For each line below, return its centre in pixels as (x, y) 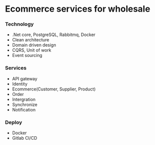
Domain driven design (34, 45)
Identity (20, 84)
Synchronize (25, 104)
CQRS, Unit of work (32, 50)
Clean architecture (31, 40)
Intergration (24, 99)
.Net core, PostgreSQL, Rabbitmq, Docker (54, 35)
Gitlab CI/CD (25, 138)
